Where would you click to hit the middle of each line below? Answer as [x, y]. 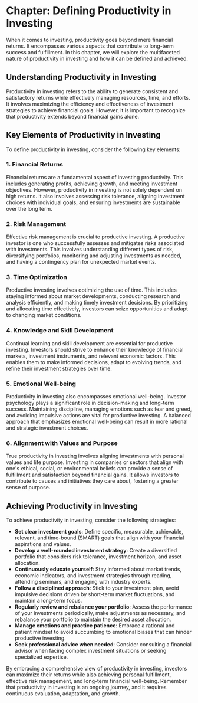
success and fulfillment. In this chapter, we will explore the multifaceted [93, 52]
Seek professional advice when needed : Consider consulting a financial [103, 645]
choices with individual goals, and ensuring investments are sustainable [93, 202]
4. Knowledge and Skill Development [60, 331]
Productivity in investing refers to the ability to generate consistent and [92, 91]
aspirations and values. [43, 544]
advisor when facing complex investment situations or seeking [90, 651]
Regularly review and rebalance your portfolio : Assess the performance [103, 607]
